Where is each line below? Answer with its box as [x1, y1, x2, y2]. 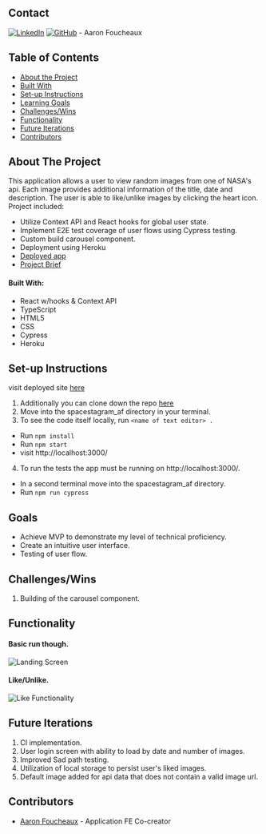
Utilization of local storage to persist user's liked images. [19, 763, 207, 772]
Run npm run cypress [19, 488, 89, 498]
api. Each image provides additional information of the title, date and [8, 184, 233, 195]
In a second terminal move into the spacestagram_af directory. [19, 479, 226, 489]
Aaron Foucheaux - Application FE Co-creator [19, 816, 172, 826]
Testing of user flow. [19, 549, 88, 559]
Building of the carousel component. [19, 594, 140, 603]
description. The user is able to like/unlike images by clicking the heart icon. [8, 193, 258, 203]
